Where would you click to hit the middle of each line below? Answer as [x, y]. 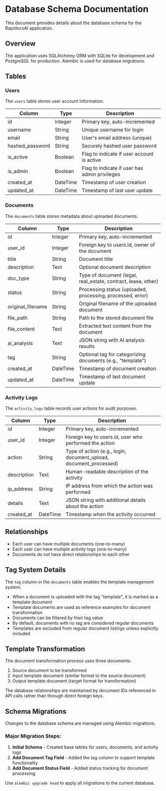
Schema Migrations [36, 711]
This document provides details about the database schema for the [73, 23]
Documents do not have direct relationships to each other [71, 554]
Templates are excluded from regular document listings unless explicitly [85, 628]
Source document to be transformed [49, 670]
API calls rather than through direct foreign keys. [54, 696]
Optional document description [115, 267]
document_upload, [87, 457]
